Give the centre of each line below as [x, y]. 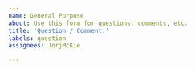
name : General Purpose [46, 16]
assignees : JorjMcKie [45, 46]
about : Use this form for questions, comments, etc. [98, 23]
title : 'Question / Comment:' [59, 30]
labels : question [37, 38]
